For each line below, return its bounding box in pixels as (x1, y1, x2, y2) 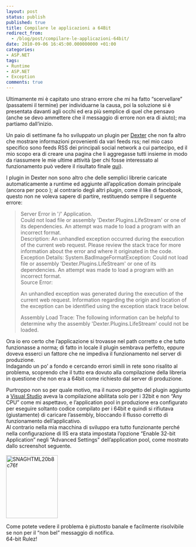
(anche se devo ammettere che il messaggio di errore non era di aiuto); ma (6, 114, 186, 121)
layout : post (6, 8, 38, 15)
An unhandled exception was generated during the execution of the (20, 290, 183, 297)
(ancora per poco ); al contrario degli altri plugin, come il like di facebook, (6, 187, 183, 193)
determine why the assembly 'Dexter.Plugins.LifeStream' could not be (20, 320, 189, 327)
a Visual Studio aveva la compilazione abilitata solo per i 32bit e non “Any (6, 393, 183, 399)
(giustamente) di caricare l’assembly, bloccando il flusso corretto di (6, 411, 169, 418)
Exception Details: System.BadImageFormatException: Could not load (20, 254, 188, 261)
